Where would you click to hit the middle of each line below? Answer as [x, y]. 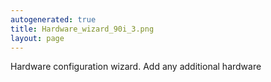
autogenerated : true [53, 19]
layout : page [37, 38]
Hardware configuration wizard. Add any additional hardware [136, 67]
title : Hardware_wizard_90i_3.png [82, 29]
